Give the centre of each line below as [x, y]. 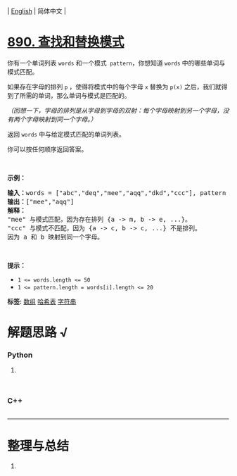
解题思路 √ [38, 333]
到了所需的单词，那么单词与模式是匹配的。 [69, 95]
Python [20, 355]
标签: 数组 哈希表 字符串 [42, 301]
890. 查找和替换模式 [66, 42]
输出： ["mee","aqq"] [41, 201]
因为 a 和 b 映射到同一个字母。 [56, 237]
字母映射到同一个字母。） [61, 119]
